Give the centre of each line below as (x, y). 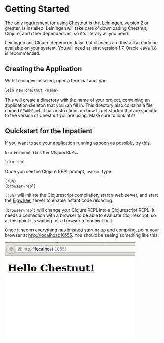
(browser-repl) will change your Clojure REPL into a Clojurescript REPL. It (80, 210)
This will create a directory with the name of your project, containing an (78, 100)
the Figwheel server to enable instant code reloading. (59, 200)
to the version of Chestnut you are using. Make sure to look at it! (70, 115)
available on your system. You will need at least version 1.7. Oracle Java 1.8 (81, 48)
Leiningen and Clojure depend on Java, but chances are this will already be (81, 42)
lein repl (15, 162)
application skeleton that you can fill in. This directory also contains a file (79, 105)
